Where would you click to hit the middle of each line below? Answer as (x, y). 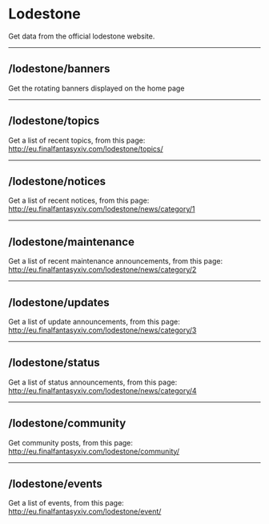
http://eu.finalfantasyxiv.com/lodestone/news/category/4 (103, 390)
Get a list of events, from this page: (66, 503)
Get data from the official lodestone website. (82, 36)
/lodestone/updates (59, 302)
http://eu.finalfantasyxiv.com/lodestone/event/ (85, 512)
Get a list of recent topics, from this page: (77, 140)
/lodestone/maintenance (71, 242)
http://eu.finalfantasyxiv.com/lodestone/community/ (94, 451)
